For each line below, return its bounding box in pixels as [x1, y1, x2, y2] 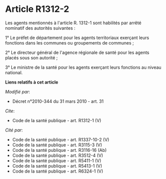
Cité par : [5, 127, 23, 133]
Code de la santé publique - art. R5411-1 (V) [12, 157, 102, 164]
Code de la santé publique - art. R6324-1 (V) [12, 168, 104, 174]
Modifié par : [5, 89, 31, 94]
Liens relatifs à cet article [5, 79, 58, 85]
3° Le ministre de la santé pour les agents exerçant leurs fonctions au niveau [5, 64, 162, 70]
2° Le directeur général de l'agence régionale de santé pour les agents [5, 49, 150, 55]
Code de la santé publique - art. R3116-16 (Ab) [12, 147, 107, 153]
